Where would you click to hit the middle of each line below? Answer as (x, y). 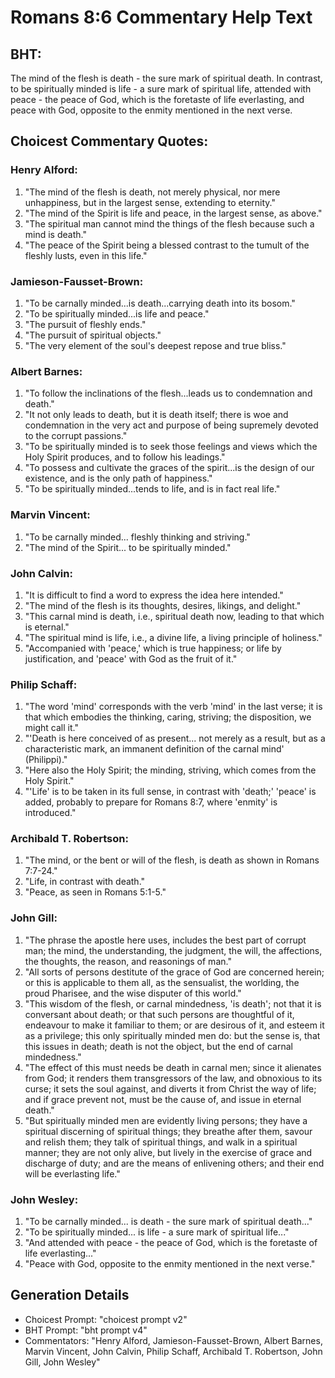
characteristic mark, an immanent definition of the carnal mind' (154, 749)
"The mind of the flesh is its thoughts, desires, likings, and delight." (163, 605)
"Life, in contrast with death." (85, 882)
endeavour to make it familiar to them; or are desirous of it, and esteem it (174, 1025)
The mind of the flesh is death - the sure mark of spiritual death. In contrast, (166, 78)
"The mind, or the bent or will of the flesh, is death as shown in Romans (172, 860)
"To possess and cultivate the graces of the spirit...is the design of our (169, 468)
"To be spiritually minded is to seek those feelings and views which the (171, 447)
